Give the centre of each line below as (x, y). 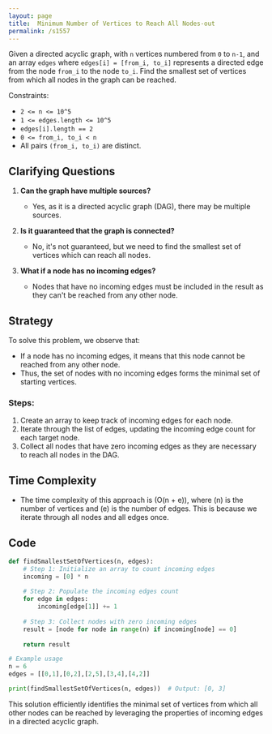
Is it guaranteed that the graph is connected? (98, 231)
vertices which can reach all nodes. (91, 255)
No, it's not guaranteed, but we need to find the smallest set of (136, 247)
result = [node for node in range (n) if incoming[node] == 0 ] (130, 629)
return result (47, 644)
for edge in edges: (56, 599)
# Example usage (36, 659)
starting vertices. (48, 382)
